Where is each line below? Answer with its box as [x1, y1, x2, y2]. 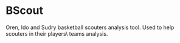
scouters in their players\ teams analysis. [5, 30, 108, 37]
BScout [5, 4, 44, 18]
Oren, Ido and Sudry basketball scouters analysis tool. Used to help [5, 24, 175, 31]
